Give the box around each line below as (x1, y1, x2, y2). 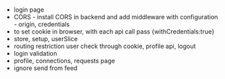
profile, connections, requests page (13, 57, 115, 65)
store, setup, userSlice (13, 35, 78, 43)
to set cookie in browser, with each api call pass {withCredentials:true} (13, 27, 215, 36)
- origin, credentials (13, 20, 70, 29)
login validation (13, 49, 57, 58)
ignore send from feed (13, 64, 78, 72)
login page (13, 5, 45, 14)
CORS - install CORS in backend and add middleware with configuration (13, 13, 219, 21)
